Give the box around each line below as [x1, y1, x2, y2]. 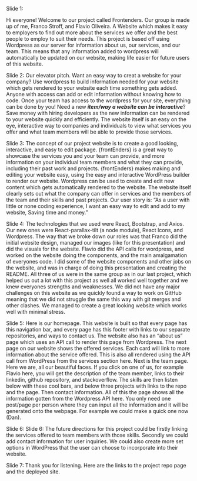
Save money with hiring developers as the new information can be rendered [6, 109, 190, 116]
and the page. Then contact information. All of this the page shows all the [6, 389, 184, 395]
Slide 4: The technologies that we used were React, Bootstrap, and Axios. [6, 220, 184, 227]
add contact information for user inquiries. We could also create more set [6, 438, 183, 445]
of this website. [6, 60, 44, 67]
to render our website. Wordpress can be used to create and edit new [6, 177, 175, 184]
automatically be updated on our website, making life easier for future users [6, 54, 190, 61]
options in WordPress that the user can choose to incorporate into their [6, 444, 178, 451]
